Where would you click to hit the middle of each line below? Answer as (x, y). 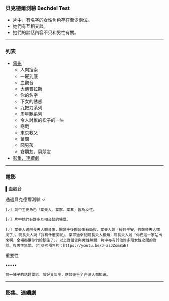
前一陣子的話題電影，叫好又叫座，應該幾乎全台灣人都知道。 (58, 275)
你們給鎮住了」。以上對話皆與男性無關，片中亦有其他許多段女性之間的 (92, 240)
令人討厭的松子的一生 (42, 120)
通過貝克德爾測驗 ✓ (26, 199)
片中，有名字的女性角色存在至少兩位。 (52, 20)
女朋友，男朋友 (35, 152)
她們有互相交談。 (30, 26)
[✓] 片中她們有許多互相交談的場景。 (38, 219)
